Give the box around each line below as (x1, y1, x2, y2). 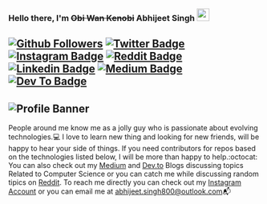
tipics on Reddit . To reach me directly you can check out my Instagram (8, 178, 242, 187)
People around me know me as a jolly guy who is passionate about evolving (8, 123, 258, 133)
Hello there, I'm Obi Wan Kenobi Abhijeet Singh (8, 12, 195, 23)
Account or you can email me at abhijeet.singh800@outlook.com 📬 (8, 186, 231, 196)
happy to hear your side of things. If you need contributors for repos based (8, 144, 257, 154)
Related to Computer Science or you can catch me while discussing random (8, 169, 259, 179)
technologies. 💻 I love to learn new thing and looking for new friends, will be (8, 132, 260, 142)
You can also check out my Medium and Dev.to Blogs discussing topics (8, 161, 244, 170)
